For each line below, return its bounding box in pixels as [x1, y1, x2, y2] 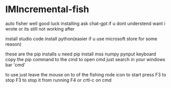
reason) [5, 41, 22, 47]
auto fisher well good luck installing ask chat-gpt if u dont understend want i [5, 20, 166, 26]
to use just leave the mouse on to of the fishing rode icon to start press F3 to [5, 71, 166, 77]
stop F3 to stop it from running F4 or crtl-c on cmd [5, 77, 112, 83]
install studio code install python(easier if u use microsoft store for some [5, 36, 157, 42]
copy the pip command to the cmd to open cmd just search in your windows [5, 56, 166, 62]
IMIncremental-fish [5, 4, 89, 15]
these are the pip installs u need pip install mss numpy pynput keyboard [5, 51, 157, 57]
